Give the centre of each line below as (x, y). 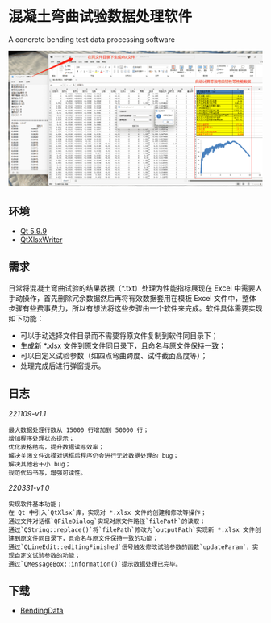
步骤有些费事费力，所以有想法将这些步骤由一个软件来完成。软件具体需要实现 (135, 308)
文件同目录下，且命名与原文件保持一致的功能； (92, 538)
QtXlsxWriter (41, 240)
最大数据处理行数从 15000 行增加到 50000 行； (79, 430)
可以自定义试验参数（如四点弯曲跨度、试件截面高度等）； (114, 355)
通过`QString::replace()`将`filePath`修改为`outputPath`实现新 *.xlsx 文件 (132, 529)
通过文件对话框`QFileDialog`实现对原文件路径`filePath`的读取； (107, 521)
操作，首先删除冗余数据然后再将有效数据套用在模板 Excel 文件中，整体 (139, 298)
